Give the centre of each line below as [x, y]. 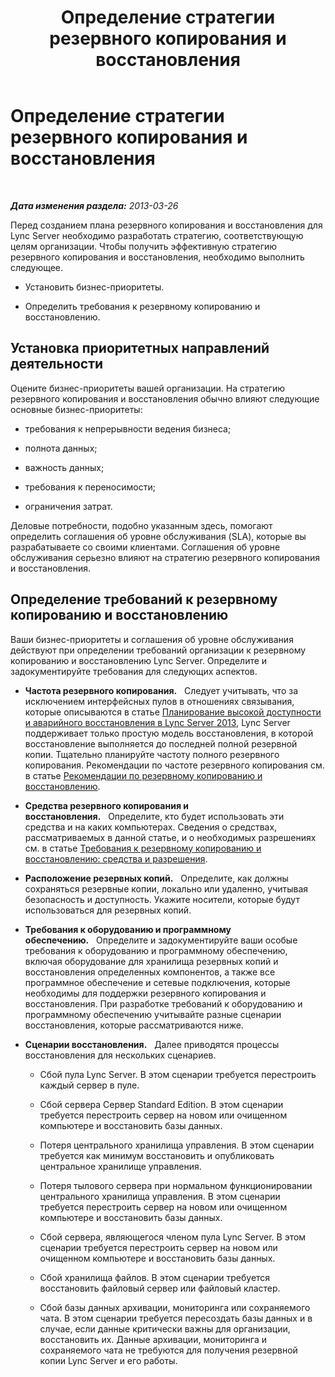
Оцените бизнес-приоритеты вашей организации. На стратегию [148, 388]
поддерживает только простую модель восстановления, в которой [169, 733]
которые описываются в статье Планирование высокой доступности [173, 712]
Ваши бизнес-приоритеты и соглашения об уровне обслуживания [152, 639]
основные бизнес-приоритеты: [76, 409]
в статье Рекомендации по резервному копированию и [143, 775]
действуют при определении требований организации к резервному [158, 650]
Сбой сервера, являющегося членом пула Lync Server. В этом [173, 1237]
